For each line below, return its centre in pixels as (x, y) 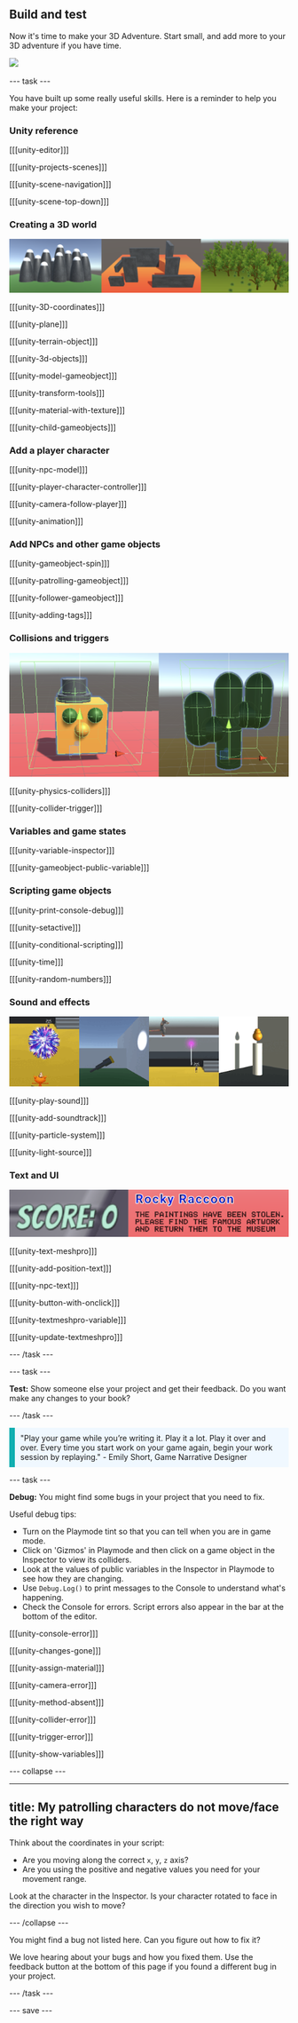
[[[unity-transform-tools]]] (57, 393)
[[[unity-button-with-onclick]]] (65, 1302)
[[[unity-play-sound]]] (49, 1101)
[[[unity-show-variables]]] (57, 1754)
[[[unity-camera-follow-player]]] (68, 504)
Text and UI (34, 1175)
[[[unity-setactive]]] (45, 927)
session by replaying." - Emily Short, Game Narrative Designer (134, 1456)
